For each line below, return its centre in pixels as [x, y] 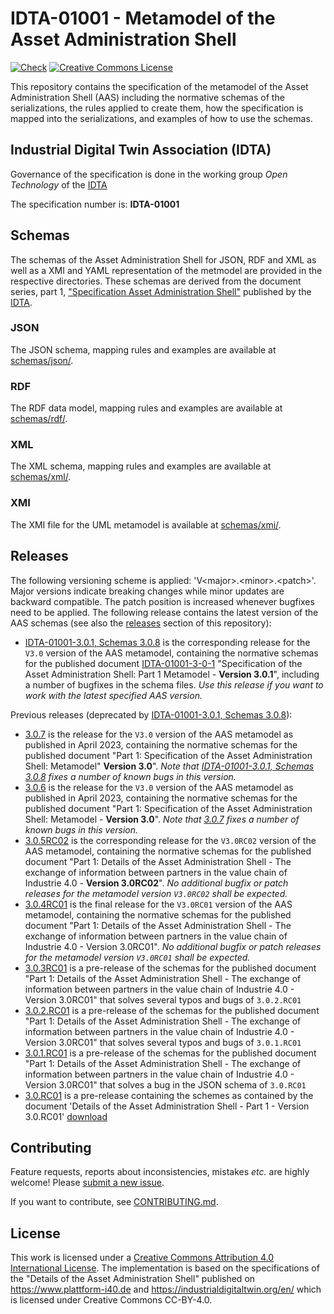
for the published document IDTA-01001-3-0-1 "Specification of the [163, 663]
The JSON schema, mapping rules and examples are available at [143, 349]
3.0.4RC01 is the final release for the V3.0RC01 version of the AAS [158, 904]
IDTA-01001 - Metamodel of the [143, 18]
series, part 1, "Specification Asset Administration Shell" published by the [161, 291]
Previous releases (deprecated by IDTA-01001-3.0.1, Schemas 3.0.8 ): [151, 714]
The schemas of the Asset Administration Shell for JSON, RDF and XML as [163, 259]
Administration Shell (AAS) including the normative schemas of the [147, 97]
